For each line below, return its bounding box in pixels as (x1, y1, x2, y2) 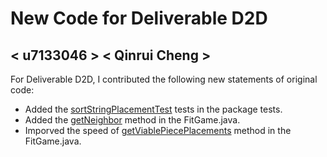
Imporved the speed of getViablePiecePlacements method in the (24, 125, 292, 136)
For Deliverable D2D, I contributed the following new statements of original (10, 73, 318, 85)
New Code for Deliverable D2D (10, 7, 268, 30)
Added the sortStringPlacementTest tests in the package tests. (24, 103, 283, 115)
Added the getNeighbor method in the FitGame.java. (24, 114, 241, 126)
